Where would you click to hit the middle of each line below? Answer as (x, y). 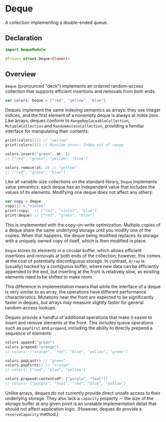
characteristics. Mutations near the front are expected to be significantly (80, 297)
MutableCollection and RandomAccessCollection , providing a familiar (75, 126)
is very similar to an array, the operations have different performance (76, 291)
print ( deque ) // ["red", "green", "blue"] (50, 215)
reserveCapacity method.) (32, 414)
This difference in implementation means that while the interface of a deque (83, 286)
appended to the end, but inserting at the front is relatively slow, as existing (82, 272)
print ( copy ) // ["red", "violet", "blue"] (51, 211)
